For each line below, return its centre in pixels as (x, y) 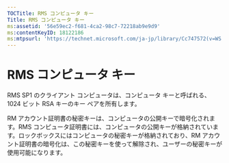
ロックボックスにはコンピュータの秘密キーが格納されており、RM (109, 136)
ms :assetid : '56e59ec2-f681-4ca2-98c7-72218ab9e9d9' (84, 26)
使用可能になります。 (37, 153)
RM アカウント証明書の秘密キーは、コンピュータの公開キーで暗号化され (108, 118)
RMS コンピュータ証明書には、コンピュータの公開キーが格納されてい (116, 127)
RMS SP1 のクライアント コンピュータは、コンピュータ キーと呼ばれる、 (109, 95)
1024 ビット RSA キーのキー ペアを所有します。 (74, 104)
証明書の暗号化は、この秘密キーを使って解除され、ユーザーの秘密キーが (121, 144)
